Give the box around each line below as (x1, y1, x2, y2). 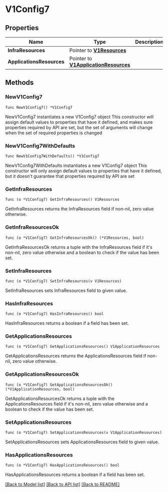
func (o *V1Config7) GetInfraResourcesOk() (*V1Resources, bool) (5, 235, 144, 240)
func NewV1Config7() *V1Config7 (5, 105, 72, 110)
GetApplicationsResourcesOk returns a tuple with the (5, 396, 115, 402)
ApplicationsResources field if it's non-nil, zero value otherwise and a (5, 401, 148, 407)
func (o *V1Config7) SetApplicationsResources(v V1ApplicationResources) (5, 430, 162, 435)
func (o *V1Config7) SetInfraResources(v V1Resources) (5, 278, 122, 283)
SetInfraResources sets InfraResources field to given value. (5, 287, 127, 293)
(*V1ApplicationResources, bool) (5, 386, 75, 391)
